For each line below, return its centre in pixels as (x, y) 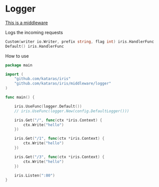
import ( (14, 74)
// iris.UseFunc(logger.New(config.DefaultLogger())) (72, 111)
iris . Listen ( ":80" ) (35, 175)
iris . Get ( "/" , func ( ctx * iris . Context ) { (58, 120)
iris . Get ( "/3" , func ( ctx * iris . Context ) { (59, 157)
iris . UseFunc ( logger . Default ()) (48, 106)
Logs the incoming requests (34, 32)
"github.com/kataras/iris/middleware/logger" (63, 83)
